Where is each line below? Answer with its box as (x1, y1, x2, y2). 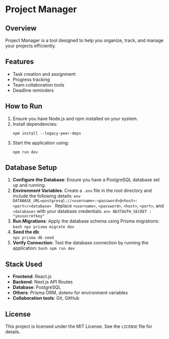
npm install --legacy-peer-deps (12, 131, 81, 136)
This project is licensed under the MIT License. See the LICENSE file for (5, 323, 152, 329)
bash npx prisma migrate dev (12, 224, 75, 230)
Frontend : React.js (12, 273, 52, 279)
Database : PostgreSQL (12, 284, 61, 291)
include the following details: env (12, 193, 81, 199)
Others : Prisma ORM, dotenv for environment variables (12, 290, 128, 296)
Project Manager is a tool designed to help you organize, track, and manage (5, 37, 164, 43)
